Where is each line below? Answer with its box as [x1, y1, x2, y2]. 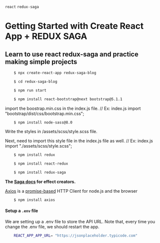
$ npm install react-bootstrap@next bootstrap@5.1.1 [14, 96, 123, 102]
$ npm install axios [14, 197, 55, 202]
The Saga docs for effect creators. [5, 179, 76, 184]
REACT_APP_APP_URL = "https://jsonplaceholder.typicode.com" [14, 233, 138, 238]
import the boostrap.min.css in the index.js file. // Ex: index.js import [5, 106, 141, 111]
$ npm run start [14, 88, 47, 93]
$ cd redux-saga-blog [14, 79, 57, 84]
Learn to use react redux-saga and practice [5, 50, 139, 58]
